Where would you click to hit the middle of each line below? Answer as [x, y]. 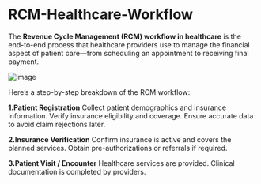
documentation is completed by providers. [77, 171]
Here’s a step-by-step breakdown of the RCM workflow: [99, 92]
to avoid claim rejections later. [57, 124]
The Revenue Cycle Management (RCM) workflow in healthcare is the [125, 36]
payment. [24, 62]
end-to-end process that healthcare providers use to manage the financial [129, 44]
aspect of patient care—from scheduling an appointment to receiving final [129, 53]
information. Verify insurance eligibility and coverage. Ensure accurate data [131, 115]
